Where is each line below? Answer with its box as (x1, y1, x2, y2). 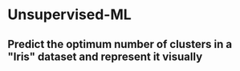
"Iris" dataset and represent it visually (7, 49, 203, 63)
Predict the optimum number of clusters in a (7, 37, 233, 51)
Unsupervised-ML (7, 6, 132, 24)
